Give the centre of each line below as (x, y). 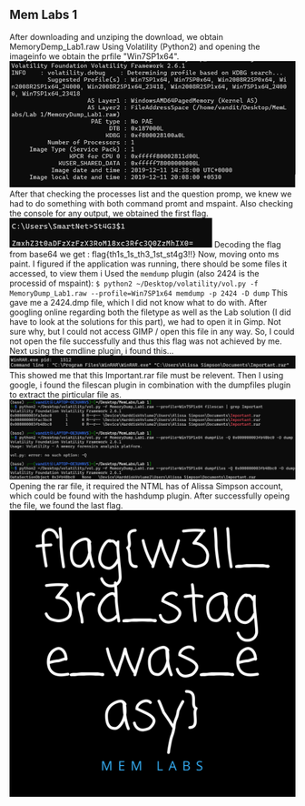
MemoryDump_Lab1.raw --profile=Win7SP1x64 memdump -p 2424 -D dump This (149, 292)
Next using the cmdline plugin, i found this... (92, 350)
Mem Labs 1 (44, 15)
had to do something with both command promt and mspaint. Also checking (151, 203)
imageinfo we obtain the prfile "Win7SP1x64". (94, 56)
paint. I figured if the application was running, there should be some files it (148, 264)
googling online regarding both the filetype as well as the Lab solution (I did (151, 312)
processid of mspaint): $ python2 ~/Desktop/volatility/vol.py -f (134, 283)
